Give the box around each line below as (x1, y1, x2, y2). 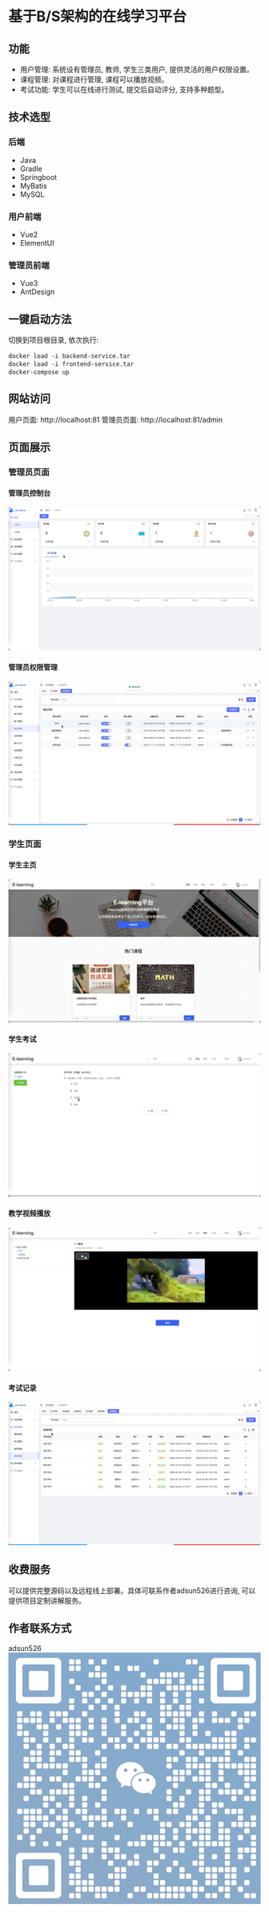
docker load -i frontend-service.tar (8, 361, 134, 369)
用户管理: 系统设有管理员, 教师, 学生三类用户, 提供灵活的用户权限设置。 (19, 65, 254, 74)
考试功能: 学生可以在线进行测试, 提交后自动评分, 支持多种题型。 (19, 85, 229, 94)
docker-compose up (8, 369, 70, 377)
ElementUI (19, 238, 54, 247)
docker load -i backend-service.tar (8, 353, 130, 361)
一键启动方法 (8, 312, 72, 326)
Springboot (19, 172, 58, 181)
